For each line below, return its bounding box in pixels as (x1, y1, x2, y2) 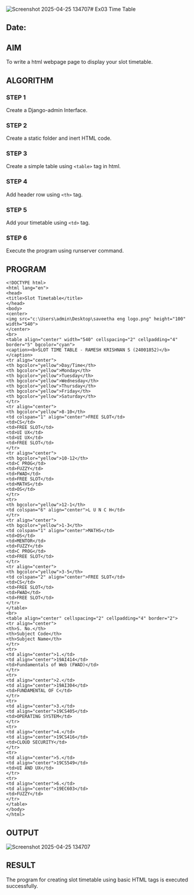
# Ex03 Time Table (90, 6, 136, 12)
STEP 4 (6, 178, 28, 186)
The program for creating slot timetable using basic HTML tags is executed (6, 876, 189, 883)
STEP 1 (6, 93, 26, 101)
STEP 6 (6, 234, 28, 242)
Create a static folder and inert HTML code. (6, 135, 112, 142)
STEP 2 (6, 121, 28, 129)
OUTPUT (6, 828, 40, 838)
